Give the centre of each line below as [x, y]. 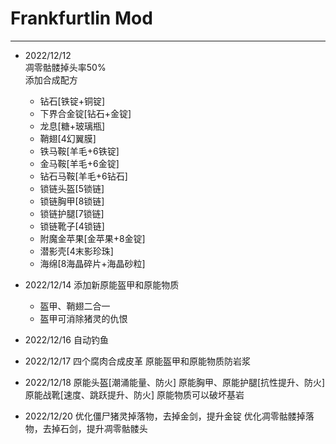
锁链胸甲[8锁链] [72, 201]
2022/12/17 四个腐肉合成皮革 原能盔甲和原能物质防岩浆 [138, 361]
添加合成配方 [51, 79]
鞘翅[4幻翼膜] [68, 138]
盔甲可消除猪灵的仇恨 [83, 318]
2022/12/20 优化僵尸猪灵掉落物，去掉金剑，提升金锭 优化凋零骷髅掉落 [169, 416]
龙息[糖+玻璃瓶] [72, 126]
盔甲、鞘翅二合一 [75, 306]
